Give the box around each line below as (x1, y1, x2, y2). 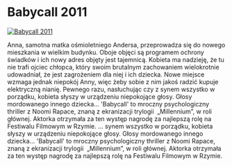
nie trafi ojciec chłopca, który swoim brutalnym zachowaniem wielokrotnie (7, 63, 220, 71)
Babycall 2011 (7, 4, 88, 20)
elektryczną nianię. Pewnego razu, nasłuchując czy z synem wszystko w (7, 85, 215, 93)
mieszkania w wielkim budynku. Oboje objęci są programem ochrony (7, 48, 205, 56)
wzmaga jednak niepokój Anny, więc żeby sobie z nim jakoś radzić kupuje (7, 77, 219, 86)
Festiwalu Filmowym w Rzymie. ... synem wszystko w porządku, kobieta (7, 122, 213, 130)
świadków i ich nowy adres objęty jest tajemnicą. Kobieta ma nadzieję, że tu (7, 55, 224, 63)
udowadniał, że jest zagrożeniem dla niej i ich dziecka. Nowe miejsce (7, 70, 205, 79)
